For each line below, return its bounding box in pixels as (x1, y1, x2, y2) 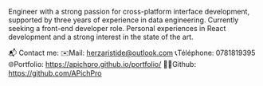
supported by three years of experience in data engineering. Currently (8, 15, 239, 25)
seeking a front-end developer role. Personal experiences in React (8, 24, 226, 33)
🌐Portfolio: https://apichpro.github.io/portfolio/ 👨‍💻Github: (8, 60, 197, 68)
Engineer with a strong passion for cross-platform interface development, (8, 7, 249, 16)
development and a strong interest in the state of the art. (8, 32, 194, 41)
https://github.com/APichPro (8, 68, 102, 78)
